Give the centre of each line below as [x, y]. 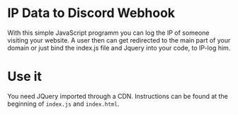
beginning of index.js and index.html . [63, 104]
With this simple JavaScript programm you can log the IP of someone [108, 33]
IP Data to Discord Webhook [91, 13]
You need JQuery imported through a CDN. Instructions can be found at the [118, 96]
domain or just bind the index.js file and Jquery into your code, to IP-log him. [119, 48]
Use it [25, 77]
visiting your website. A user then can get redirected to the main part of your [119, 40]
